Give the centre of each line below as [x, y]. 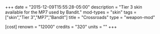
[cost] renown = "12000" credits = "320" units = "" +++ [61, 27]
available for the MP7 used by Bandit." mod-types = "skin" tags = [71, 12]
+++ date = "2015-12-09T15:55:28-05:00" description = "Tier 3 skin [74, 7]
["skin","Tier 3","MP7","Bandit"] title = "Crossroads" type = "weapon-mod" [80, 17]
